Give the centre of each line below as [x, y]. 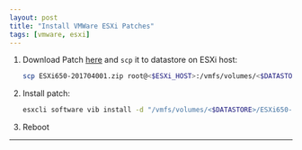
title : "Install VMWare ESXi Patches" [82, 26]
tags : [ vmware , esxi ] [50, 34]
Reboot [36, 128]
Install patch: [46, 93]
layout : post [34, 18]
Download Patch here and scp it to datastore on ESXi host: [130, 60]
